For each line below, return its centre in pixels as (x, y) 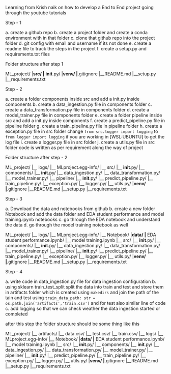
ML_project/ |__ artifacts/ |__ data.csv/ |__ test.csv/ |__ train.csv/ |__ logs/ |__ (84, 334)
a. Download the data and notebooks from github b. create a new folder (80, 209)
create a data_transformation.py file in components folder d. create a (77, 110)
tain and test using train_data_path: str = (50, 298)
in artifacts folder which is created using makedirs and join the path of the (82, 292)
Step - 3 (14, 199)
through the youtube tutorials (36, 13)
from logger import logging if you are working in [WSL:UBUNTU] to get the (85, 137)
